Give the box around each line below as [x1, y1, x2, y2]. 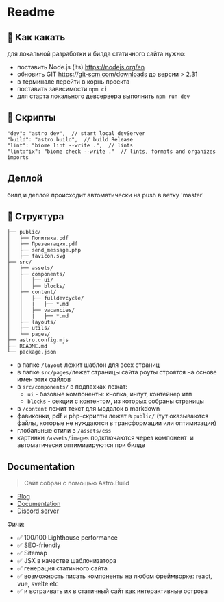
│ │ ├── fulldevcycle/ [7, 295, 84, 302]
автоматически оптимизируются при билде [16, 441, 146, 449]
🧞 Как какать [7, 32, 66, 43]
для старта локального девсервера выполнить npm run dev [16, 92, 190, 100]
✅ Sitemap [16, 549, 48, 557]
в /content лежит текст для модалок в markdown [16, 405, 160, 413]
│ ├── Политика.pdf [7, 234, 69, 242]
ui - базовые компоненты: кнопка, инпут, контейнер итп [27, 390, 192, 398]
